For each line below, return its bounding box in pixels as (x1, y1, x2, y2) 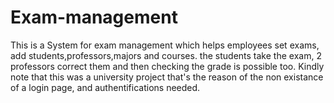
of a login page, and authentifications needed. (10, 81, 201, 93)
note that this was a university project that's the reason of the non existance (10, 71, 324, 83)
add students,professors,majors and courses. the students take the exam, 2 (10, 49, 322, 61)
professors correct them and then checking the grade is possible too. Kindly (10, 60, 325, 72)
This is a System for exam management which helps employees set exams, (10, 39, 320, 51)
